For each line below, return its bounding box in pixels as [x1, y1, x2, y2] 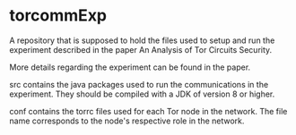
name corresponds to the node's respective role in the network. [9, 115, 245, 126]
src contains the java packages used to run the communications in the [9, 79, 269, 89]
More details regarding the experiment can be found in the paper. [9, 62, 251, 72]
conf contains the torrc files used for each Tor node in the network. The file [9, 105, 288, 116]
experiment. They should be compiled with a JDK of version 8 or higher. [9, 89, 275, 99]
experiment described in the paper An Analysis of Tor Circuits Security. [9, 44, 273, 55]
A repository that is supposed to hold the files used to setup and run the [9, 35, 275, 46]
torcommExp [9, 5, 108, 26]
